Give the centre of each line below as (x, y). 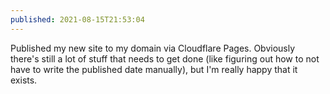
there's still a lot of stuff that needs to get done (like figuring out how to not (165, 58)
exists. (24, 80)
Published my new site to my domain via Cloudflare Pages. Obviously (153, 48)
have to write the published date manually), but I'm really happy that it (154, 69)
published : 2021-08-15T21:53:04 (77, 19)
